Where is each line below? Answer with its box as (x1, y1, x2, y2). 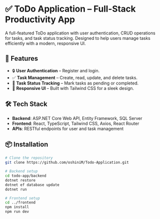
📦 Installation (5, 140, 48, 149)
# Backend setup (5, 169, 38, 174)
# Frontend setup (5, 196, 40, 201)
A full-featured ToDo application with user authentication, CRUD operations (5, 30, 156, 36)
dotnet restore (5, 178, 36, 183)
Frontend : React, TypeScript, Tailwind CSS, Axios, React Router (12, 120, 140, 126)
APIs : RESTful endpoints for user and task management (12, 125, 124, 132)
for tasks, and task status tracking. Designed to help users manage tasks (5, 35, 151, 41)
